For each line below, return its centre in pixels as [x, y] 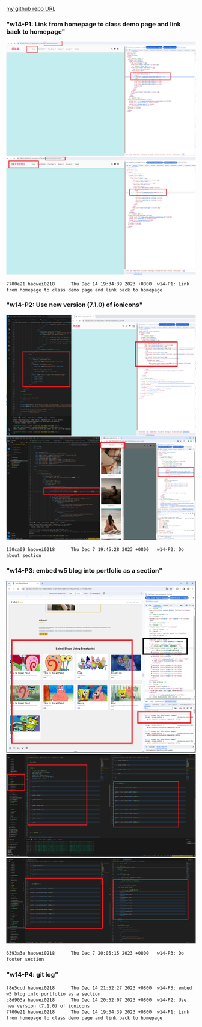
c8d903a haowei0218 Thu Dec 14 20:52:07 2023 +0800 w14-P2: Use [96, 1000]
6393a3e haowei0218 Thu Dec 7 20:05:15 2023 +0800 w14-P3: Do [95, 954]
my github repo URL [31, 9]
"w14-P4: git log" [32, 975]
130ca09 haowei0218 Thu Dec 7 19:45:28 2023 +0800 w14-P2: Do [95, 550]
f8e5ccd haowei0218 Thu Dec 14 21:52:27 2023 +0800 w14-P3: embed [99, 988]
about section [24, 556]
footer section [25, 960]
